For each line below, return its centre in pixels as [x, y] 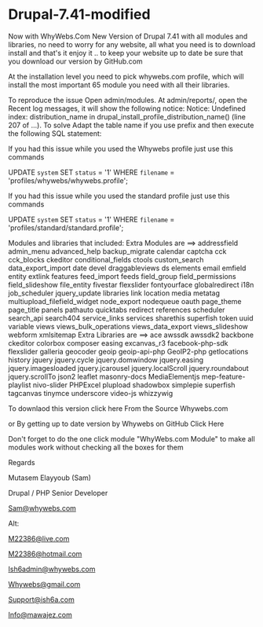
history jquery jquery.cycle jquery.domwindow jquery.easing [106, 360]
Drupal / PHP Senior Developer [58, 493]
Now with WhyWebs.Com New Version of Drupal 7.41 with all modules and [128, 36]
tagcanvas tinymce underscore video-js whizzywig [91, 393]
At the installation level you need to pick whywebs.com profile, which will [126, 76]
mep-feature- [223, 376]
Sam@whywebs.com [42, 508]
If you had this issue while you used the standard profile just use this [119, 196]
